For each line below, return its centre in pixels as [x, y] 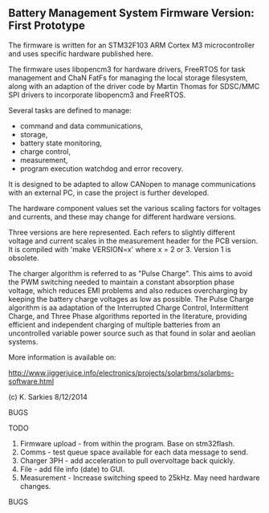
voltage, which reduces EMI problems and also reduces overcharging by [128, 290]
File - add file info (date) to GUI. [72, 469]
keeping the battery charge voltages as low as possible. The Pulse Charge [131, 299]
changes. [35, 486]
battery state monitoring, [61, 143]
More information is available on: [62, 357]
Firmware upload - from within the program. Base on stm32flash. [127, 443]
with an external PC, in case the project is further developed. [109, 193]
